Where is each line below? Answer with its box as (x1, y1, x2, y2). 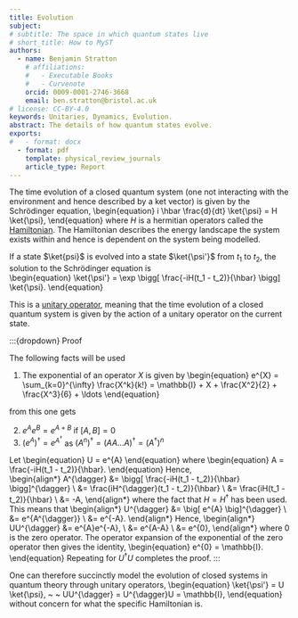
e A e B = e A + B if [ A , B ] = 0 (21, 424, 116, 435)
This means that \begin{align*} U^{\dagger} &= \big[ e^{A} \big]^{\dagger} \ (9, 504, 287, 515)
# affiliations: (25, 63, 86, 72)
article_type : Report (25, 162, 105, 171)
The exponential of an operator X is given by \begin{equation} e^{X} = (21, 370, 279, 381)
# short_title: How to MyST (9, 37, 114, 47)
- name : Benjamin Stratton (17, 54, 117, 63)
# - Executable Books (25, 71, 114, 80)
